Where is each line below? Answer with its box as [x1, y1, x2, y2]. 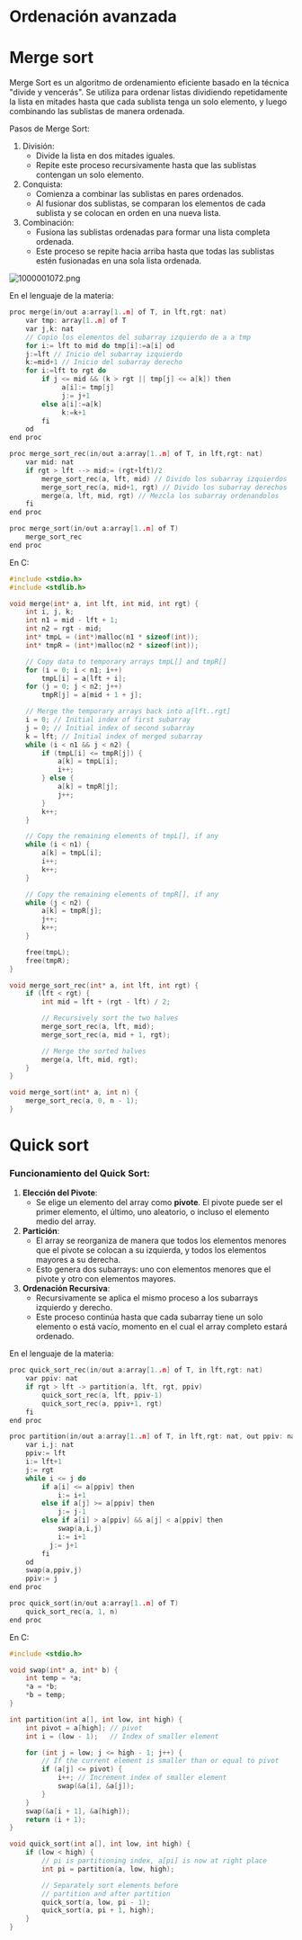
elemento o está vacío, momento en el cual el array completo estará [35, 1321, 288, 1332]
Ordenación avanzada [9, 6, 177, 27]
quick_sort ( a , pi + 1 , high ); [41, 1906, 155, 1915]
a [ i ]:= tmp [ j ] [61, 383, 115, 392]
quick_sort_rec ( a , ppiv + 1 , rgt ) [41, 1399, 164, 1408]
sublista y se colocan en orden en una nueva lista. [35, 208, 222, 219]
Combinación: [22, 218, 75, 228]
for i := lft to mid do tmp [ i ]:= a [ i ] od [25, 341, 175, 350]
